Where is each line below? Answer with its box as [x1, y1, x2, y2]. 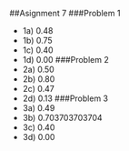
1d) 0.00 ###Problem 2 [22, 55, 109, 65]
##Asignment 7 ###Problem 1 [9, 8, 121, 18]
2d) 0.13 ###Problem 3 [22, 93, 109, 104]
